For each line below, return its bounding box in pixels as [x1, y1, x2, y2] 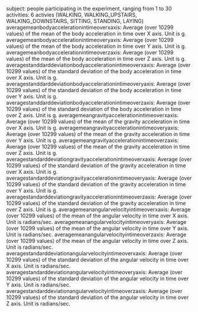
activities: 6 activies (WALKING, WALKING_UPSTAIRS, [6, 11, 137, 18]
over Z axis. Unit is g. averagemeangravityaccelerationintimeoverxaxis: [6, 112, 179, 119]
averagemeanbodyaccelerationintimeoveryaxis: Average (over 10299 [6, 37, 174, 43]
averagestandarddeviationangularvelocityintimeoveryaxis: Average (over [6, 269, 183, 275]
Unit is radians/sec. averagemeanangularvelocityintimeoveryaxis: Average [6, 219, 187, 225]
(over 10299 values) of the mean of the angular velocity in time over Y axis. [6, 225, 189, 232]
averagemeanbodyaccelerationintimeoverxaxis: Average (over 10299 [6, 24, 174, 31]
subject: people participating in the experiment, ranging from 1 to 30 [6, 5, 172, 12]
